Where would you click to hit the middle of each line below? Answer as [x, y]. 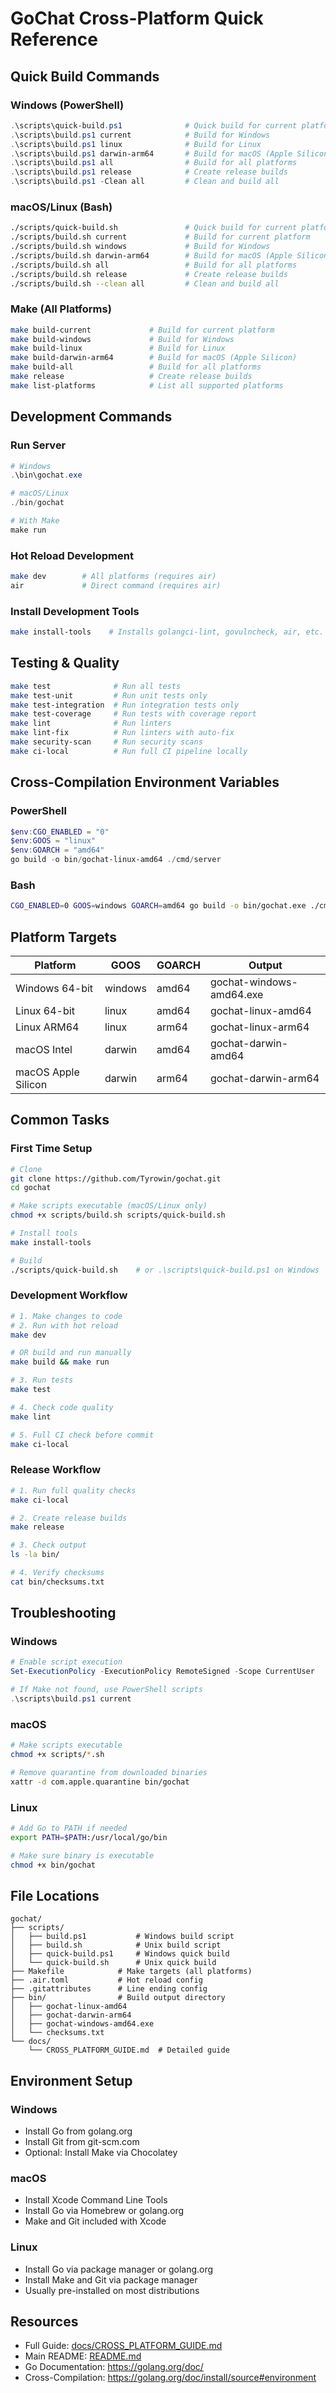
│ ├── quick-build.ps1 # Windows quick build [120, 1954]
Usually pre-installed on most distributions [112, 2290]
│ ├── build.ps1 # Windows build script [122, 1937]
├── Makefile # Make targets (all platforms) [131, 1972]
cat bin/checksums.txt [57, 1582]
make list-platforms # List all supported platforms [147, 385]
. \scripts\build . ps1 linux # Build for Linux [136, 144]
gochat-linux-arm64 [259, 1027]
